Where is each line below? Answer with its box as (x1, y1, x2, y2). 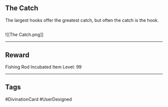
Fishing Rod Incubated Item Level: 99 (5, 64, 82, 70)
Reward (5, 51, 30, 59)
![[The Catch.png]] (5, 32, 44, 38)
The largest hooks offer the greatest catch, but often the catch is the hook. (5, 17, 159, 23)
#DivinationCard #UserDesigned (5, 96, 72, 102)
